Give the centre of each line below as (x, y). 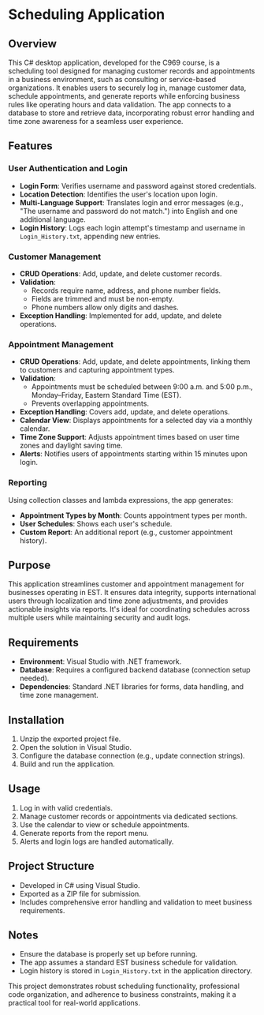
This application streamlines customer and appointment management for (126, 584)
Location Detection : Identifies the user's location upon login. (119, 194)
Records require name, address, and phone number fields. (126, 290)
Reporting (28, 483)
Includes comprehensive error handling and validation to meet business (136, 902)
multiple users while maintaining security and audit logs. (99, 618)
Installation (36, 720)
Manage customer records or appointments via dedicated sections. (128, 816)
